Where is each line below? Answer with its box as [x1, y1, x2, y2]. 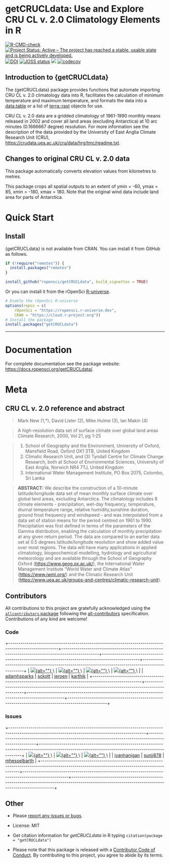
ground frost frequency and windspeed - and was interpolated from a [17, 512, 163, 518]
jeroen [54, 673, 68, 679]
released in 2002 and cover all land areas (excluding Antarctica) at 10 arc [5, 118, 158, 124]
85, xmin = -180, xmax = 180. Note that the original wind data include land [5, 189, 159, 195]
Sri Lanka [25, 475, 45, 481]
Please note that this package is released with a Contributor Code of [12, 847, 155, 853]
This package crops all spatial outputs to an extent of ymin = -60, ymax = [5, 183, 158, 189]
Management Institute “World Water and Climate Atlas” [17, 566, 133, 572]
